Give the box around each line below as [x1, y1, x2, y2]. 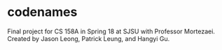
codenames [7, 4, 78, 20]
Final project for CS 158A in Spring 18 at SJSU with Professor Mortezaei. [7, 27, 216, 35]
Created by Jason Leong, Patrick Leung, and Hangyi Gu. [7, 34, 170, 42]
